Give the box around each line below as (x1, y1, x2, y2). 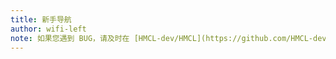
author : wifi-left (10, 24, 87, 34)
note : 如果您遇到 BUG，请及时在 (10, 33, 130, 43)
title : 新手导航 (10, 14, 72, 25)
